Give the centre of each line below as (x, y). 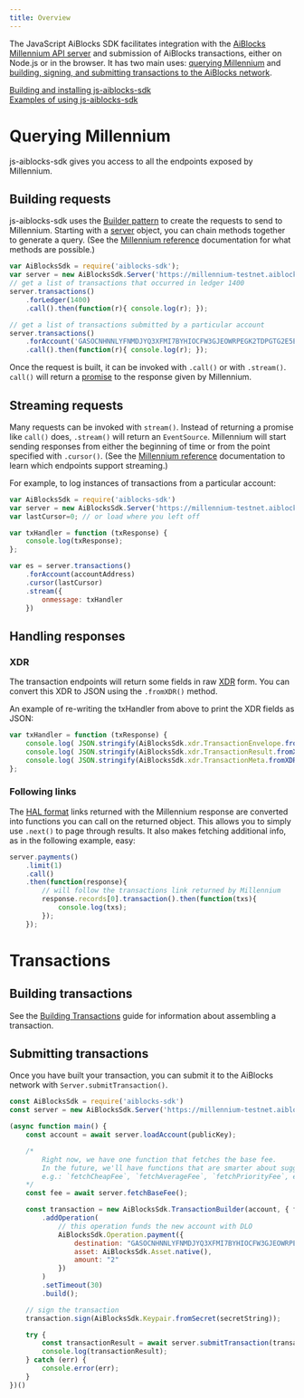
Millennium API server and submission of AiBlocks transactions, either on (146, 53)
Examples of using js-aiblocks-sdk (74, 100)
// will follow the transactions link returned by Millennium (161, 891)
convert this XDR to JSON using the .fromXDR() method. (114, 691)
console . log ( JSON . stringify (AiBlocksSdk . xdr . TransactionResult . (152, 752)
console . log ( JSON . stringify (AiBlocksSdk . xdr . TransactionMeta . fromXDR (161, 760)
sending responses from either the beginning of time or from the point (140, 446)
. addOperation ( (71, 1218)
